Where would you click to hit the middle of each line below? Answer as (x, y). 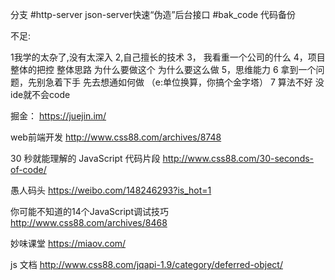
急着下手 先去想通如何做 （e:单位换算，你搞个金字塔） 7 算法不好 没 (184, 82)
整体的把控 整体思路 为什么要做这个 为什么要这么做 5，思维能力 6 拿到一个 (163, 69)
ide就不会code (40, 94)
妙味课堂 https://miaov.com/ (68, 243)
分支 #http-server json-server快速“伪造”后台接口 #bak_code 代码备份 (153, 14)
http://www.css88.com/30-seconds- (238, 158)
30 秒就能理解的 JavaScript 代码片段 (85, 158)
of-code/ (28, 169)
